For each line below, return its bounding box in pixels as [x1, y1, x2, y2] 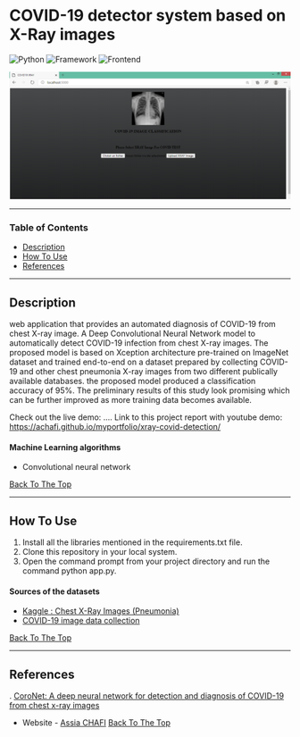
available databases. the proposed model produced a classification [9, 375, 256, 386]
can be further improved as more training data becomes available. [9, 394, 253, 405]
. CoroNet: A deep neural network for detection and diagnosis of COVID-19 [9, 690, 284, 701]
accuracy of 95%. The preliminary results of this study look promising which [9, 385, 290, 396]
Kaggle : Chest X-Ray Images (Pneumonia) [21, 606, 180, 616]
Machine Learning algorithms [9, 441, 121, 452]
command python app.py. [21, 565, 117, 576]
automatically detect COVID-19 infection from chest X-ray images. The [9, 337, 269, 348]
